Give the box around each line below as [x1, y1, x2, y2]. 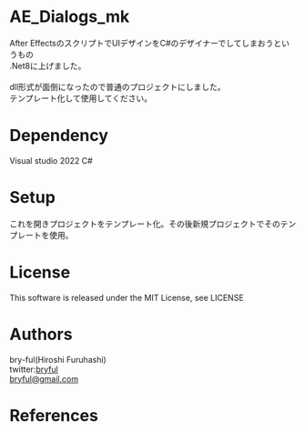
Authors [9, 324, 73, 345]
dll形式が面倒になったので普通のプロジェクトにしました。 [9, 81, 226, 92]
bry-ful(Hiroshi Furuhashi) [9, 354, 107, 365]
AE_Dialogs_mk [9, 6, 130, 27]
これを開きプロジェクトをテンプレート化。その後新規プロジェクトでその [9, 218, 280, 229]
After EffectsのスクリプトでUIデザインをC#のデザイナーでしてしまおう [9, 37, 274, 48]
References [9, 405, 98, 426]
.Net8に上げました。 [9, 60, 86, 71]
